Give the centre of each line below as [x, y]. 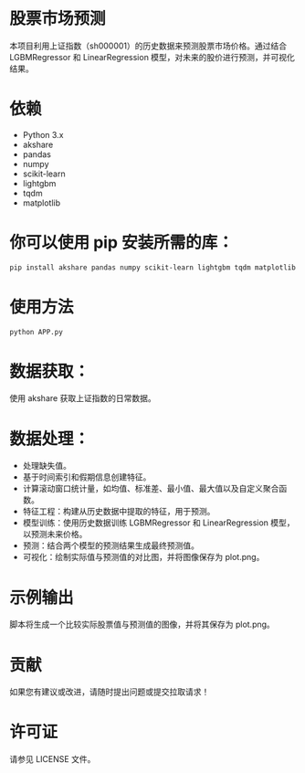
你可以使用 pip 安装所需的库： [122, 243]
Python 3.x [43, 134]
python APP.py [37, 332]
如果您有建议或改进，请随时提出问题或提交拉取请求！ [110, 692]
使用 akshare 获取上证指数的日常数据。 [83, 398]
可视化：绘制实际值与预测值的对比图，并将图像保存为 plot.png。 [143, 557]
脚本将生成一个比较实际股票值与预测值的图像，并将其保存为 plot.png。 [142, 625]
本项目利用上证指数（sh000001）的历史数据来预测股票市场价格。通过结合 [148, 46]
